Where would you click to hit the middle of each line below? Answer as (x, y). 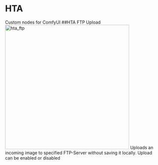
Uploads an (142, 147)
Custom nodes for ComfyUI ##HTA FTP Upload (53, 22)
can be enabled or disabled (33, 158)
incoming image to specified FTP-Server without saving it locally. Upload (79, 153)
